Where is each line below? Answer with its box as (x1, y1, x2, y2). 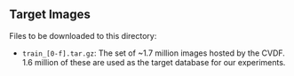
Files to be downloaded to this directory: (9, 30, 157, 41)
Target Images (9, 7, 91, 22)
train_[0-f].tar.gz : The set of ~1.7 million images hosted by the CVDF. (21, 48, 286, 58)
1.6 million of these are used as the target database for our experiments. (21, 57, 286, 67)
